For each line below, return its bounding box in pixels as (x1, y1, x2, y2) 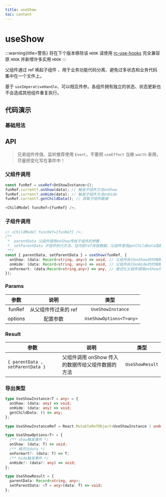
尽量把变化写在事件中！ (17, 157, 65, 164)
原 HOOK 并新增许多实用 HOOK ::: (5, 56, 67, 62)
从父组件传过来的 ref (30, 306, 78, 313)
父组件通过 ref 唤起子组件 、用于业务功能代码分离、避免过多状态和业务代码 (5, 67, 158, 73)
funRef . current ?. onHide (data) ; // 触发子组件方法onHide (5, 192, 118, 197)
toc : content (5, 12, 32, 17)
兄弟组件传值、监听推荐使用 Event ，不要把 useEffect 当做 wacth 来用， (17, 151, 161, 157)
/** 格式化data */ (9, 446, 45, 451)
